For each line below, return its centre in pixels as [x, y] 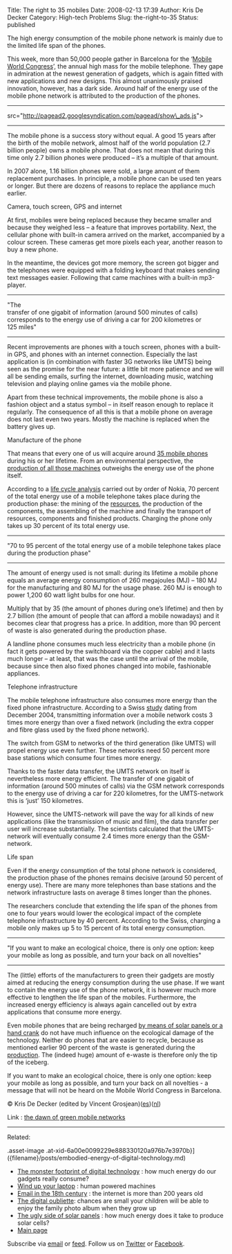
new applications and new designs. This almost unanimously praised [105, 81]
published [21, 25]
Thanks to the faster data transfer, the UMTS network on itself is [98, 771]
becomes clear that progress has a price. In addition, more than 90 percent [114, 623]
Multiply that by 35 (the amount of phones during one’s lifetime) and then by [115, 608]
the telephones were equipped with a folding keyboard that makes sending [114, 270]
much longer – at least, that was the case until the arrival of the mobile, [108, 659]
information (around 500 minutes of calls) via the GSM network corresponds [116, 786]
